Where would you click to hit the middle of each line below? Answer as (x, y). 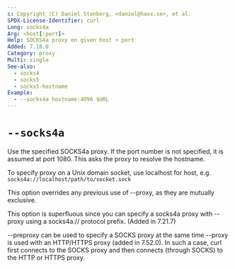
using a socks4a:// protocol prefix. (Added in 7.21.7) (101, 221)
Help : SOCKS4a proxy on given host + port (71, 40)
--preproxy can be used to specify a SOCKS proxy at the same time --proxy (118, 235)
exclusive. (22, 200)
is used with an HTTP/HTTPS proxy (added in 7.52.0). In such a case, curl (114, 242)
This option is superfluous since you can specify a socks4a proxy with (110, 214)
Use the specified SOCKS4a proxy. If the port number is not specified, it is (116, 151)
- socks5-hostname (41, 86)
